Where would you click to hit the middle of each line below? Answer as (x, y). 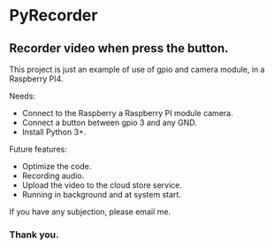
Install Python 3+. (54, 132)
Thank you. (34, 234)
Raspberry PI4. (36, 79)
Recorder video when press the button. (119, 48)
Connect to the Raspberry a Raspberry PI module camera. (127, 113)
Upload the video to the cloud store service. (102, 185)
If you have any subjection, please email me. (90, 212)
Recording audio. (53, 175)
